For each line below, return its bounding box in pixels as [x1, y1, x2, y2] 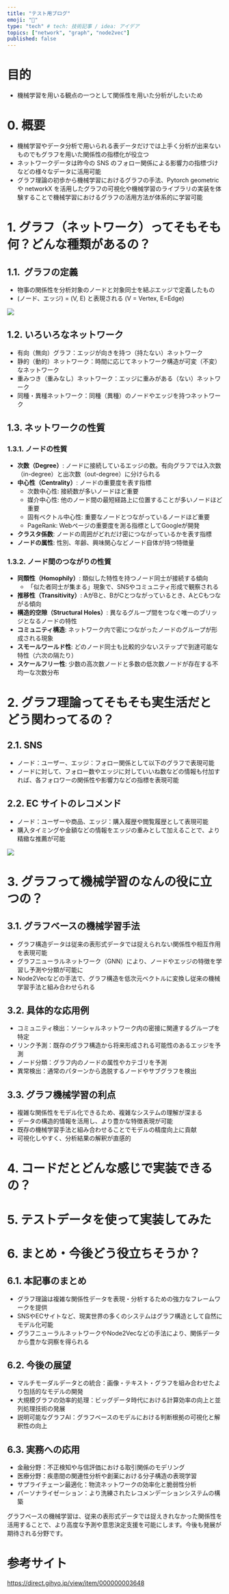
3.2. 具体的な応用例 [7, 1005, 90, 1016]
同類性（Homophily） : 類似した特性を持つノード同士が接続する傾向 [16, 574, 208, 582]
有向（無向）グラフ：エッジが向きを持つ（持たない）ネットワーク [16, 348, 203, 357]
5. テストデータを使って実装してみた [7, 1211, 212, 1227]
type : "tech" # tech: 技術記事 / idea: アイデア [7, 23, 140, 29]
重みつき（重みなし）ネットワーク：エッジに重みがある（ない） [16, 374, 197, 383]
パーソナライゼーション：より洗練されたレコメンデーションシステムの [16, 1489, 215, 1497]
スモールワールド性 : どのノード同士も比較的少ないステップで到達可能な [16, 642, 219, 651]
